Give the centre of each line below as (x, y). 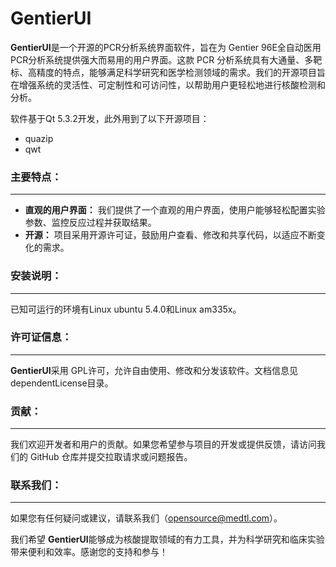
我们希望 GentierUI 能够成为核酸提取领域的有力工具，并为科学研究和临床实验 (167, 539)
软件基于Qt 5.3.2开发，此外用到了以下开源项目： (110, 118)
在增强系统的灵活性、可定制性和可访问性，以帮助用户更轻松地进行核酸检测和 (168, 84)
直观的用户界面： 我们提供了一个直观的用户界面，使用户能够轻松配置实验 (175, 210)
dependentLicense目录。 (62, 383)
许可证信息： (41, 337)
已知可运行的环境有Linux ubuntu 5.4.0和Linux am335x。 (126, 309)
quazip (39, 138)
